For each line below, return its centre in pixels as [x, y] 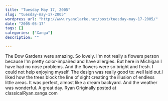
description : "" [22, 38]
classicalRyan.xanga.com [31, 93]
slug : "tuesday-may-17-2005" [36, 14]
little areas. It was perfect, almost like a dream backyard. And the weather [81, 82]
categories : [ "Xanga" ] [29, 33]
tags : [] [14, 28]
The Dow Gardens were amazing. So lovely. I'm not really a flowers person [82, 56]
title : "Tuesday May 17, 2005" [38, 10]
